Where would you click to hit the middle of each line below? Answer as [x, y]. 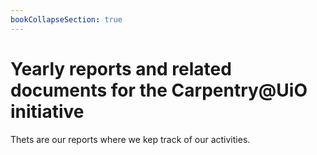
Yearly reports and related [121, 68]
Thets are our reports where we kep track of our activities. [130, 139]
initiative [47, 111]
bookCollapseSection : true [66, 19]
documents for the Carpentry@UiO [159, 90]
